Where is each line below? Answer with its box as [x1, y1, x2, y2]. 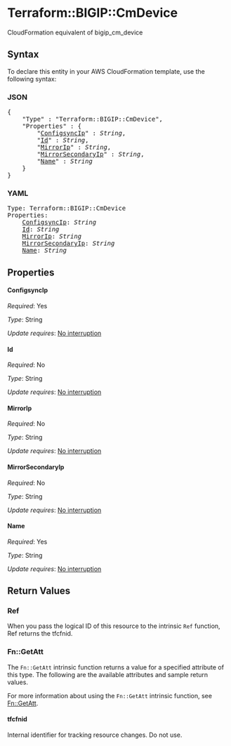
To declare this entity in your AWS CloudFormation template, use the [7, 67, 205, 75]
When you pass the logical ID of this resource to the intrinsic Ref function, [7, 622, 220, 630]
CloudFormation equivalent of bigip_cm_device [7, 28, 143, 37]
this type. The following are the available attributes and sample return [7, 670, 209, 679]
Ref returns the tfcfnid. [7, 629, 73, 638]
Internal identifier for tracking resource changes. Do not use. [7, 731, 183, 739]
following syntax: [7, 74, 57, 83]
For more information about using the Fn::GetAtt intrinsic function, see [7, 691, 213, 700]
